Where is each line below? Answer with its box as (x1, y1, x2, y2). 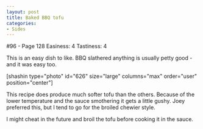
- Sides (6, 26, 26, 32)
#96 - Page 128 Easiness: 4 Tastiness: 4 (6, 43, 107, 50)
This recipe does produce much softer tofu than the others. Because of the (6, 91, 195, 98)
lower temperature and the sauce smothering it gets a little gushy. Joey (6, 97, 185, 105)
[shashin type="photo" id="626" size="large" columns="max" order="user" (6, 72, 197, 80)
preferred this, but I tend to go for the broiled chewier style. (6, 104, 155, 111)
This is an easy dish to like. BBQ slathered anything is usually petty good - (6, 54, 193, 61)
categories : (6, 20, 37, 26)
